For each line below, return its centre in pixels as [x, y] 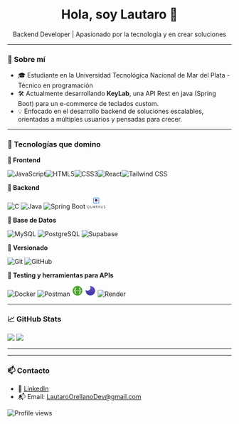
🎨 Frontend [24, 160]
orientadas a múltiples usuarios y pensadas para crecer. [100, 120]
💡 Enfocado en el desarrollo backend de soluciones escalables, [111, 111]
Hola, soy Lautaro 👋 [119, 15]
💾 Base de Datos [32, 220]
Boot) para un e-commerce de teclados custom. [88, 104]
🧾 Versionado [28, 248]
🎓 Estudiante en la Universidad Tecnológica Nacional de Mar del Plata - [123, 75]
